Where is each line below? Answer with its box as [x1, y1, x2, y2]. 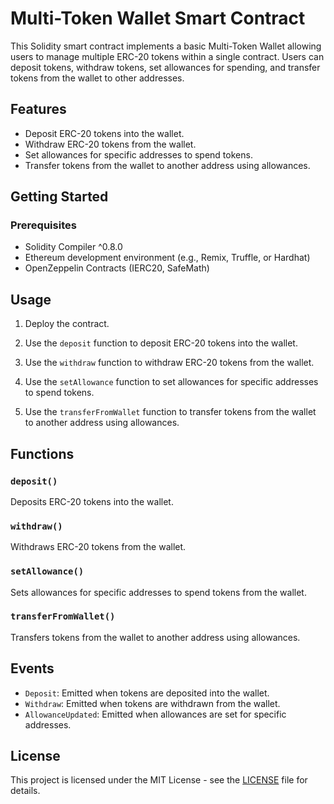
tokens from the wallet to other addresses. [10, 72, 185, 84]
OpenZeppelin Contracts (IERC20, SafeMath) [24, 262, 210, 274]
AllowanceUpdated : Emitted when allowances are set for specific [24, 708, 287, 720]
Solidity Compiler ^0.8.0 [24, 241, 123, 253]
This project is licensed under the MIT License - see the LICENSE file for [10, 774, 308, 786]
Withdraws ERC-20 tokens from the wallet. [10, 541, 187, 553]
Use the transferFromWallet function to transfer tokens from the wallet [24, 406, 317, 418]
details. [10, 785, 41, 797]
